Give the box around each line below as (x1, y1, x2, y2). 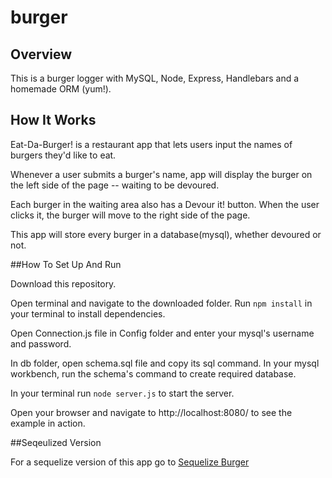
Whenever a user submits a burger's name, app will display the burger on (10, 168, 313, 180)
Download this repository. (10, 277, 117, 290)
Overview (10, 46, 73, 63)
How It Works (10, 112, 97, 129)
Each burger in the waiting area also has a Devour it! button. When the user (10, 198, 320, 210)
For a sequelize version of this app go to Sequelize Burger (10, 456, 250, 468)
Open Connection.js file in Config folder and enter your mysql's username (10, 327, 315, 339)
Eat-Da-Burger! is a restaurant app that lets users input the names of (10, 138, 293, 150)
